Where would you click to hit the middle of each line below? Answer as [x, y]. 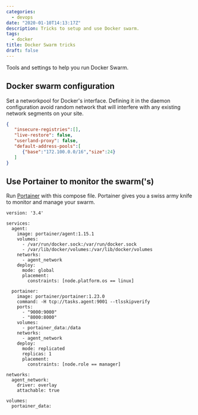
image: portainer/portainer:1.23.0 [61, 297]
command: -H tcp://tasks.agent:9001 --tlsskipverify [84, 302]
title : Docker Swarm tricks [41, 45]
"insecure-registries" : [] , [48, 130]
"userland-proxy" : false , [46, 141]
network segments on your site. [45, 113]
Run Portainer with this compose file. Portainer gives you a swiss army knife [99, 196]
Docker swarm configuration [60, 86]
